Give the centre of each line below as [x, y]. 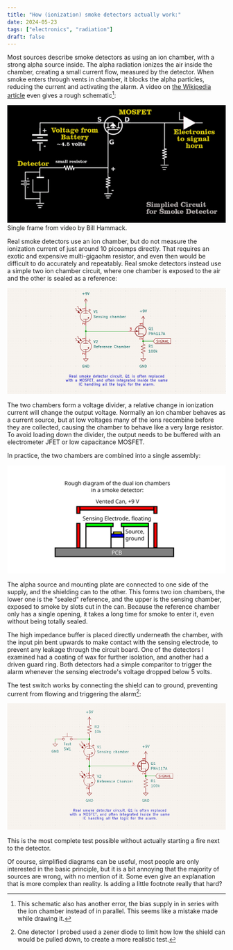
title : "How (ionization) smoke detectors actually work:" [94, 15]
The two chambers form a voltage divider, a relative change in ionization [110, 405]
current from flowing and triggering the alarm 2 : [74, 693]
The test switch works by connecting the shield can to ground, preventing [113, 685]
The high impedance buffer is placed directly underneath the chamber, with [115, 634]
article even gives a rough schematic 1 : [62, 95]
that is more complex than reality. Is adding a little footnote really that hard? [115, 883]
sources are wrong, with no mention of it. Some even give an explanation [111, 876]
